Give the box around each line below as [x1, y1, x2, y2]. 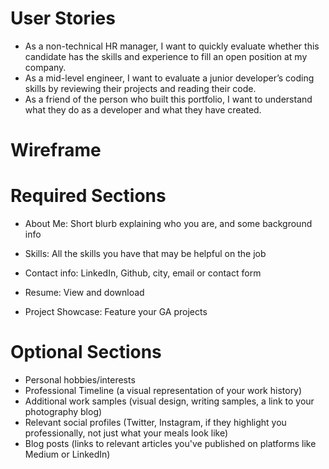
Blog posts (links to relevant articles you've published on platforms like [24, 438, 317, 449]
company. [24, 61, 67, 73]
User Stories [10, 7, 116, 30]
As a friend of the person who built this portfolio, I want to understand [24, 93, 313, 105]
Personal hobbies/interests [24, 374, 136, 386]
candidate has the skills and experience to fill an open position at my [24, 50, 308, 62]
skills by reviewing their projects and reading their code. [24, 82, 257, 94]
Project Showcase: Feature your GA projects [24, 306, 208, 318]
